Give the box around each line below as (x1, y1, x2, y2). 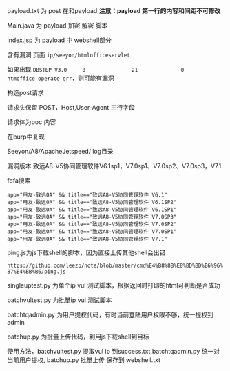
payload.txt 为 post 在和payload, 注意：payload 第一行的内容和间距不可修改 (7, 7, 221, 14)
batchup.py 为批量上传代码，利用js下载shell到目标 (7, 332, 149, 341)
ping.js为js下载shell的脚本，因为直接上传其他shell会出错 (7, 248, 166, 257)
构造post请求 (7, 89, 44, 97)
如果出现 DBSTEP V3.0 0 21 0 (7, 66, 185, 73)
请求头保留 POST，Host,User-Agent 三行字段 (7, 103, 136, 111)
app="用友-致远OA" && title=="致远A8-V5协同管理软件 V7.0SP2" (7, 221, 177, 228)
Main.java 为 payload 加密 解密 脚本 (7, 21, 108, 30)
